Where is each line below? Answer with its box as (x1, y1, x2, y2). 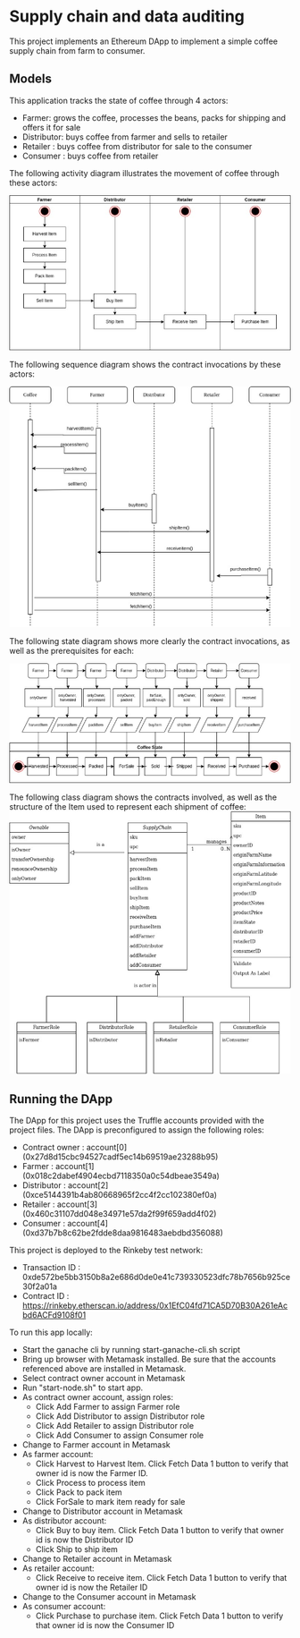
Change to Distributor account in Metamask (21, 1506, 183, 1517)
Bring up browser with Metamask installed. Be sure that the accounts (21, 1354, 277, 1365)
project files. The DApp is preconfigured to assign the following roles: (9, 1125, 265, 1135)
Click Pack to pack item (35, 1487, 122, 1498)
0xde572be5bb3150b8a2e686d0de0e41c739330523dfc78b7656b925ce (21, 1272, 291, 1283)
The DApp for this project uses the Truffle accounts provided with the (9, 1116, 265, 1126)
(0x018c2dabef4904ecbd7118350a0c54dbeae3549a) (21, 1170, 221, 1182)
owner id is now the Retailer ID (35, 1582, 148, 1593)
